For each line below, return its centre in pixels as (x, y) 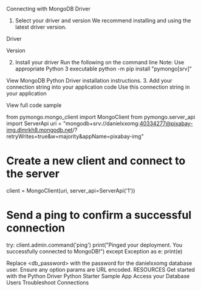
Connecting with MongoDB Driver (49, 9)
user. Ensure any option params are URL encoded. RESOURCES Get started (101, 269)
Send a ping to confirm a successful (99, 215)
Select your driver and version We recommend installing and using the (103, 20)
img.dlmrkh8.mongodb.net (39, 130)
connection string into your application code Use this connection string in (98, 87)
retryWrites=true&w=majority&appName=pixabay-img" (75, 136)
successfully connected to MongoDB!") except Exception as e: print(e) (94, 251)
